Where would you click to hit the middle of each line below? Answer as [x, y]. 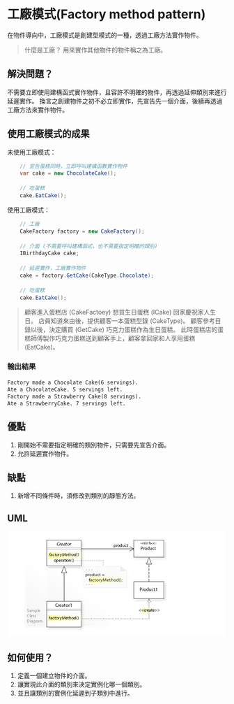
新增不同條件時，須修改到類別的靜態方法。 [78, 496]
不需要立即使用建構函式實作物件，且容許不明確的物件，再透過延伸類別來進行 [117, 92]
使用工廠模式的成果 [48, 134]
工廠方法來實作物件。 [38, 110]
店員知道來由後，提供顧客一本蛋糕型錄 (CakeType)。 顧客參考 [127, 321]
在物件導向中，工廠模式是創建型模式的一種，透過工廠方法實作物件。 [105, 35]
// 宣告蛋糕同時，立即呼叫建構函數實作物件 [74, 166]
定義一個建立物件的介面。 [54, 676]
